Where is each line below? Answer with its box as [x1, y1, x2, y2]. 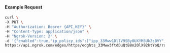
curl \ [5, 15, 19, 20]
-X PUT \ [5, 20, 23, 25]
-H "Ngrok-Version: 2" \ [5, 33, 57, 38]
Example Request [5, 4, 43, 10]
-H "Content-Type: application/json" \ [5, 29, 89, 34]
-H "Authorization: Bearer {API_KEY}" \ [5, 24, 92, 29]
